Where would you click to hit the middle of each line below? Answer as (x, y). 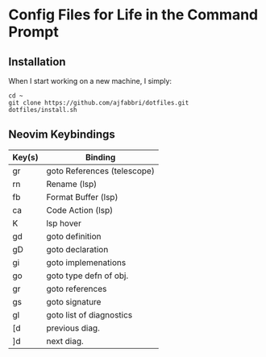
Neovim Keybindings (62, 135)
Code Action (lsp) (80, 210)
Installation (37, 62)
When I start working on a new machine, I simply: (90, 81)
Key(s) (25, 157)
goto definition (74, 236)
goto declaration (77, 249)
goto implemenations (86, 262)
